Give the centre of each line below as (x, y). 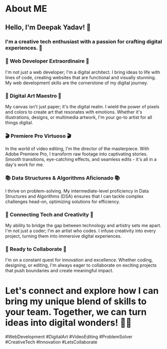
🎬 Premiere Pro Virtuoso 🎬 (38, 136)
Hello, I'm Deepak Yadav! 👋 (48, 27)
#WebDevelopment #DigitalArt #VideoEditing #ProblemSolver (69, 337)
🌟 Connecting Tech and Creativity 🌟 (49, 215)
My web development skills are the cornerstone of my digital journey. (77, 83)
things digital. (19, 123)
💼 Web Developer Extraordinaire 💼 (47, 61)
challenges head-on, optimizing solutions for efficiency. (63, 202)
